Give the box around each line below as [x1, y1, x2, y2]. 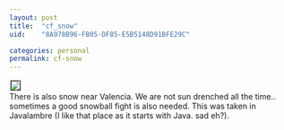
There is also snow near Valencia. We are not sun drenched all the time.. [9, 91, 276, 102]
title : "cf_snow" [9, 22, 78, 30]
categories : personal [9, 46, 90, 55]
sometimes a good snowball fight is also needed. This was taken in [9, 100, 257, 112]
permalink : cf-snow [9, 55, 82, 64]
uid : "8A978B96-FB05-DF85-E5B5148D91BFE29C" [9, 30, 191, 39]
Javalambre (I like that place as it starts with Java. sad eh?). [9, 110, 230, 121]
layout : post [9, 13, 58, 22]
